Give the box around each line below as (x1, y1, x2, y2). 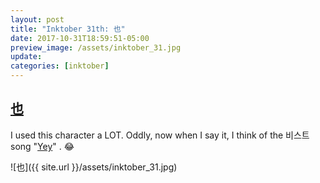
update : (10, 52, 43, 62)
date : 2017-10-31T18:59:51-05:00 (10, 33, 150, 43)
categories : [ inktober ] (10, 61, 110, 71)
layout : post (10, 14, 65, 25)
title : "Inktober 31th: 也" (10, 24, 126, 34)
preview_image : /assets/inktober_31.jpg (10, 42, 182, 53)
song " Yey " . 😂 (10, 140, 75, 152)
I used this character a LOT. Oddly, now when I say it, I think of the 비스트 (10, 129, 310, 141)
